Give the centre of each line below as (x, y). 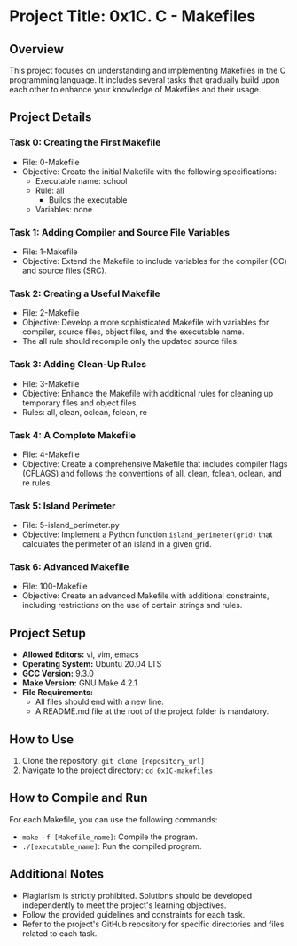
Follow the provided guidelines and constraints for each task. (133, 914)
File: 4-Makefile (51, 454)
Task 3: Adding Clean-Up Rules (78, 365)
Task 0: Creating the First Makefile (85, 142)
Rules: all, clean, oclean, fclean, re (85, 412)
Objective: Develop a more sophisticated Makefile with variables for (145, 323)
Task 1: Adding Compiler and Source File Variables (120, 232)
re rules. (37, 483)
